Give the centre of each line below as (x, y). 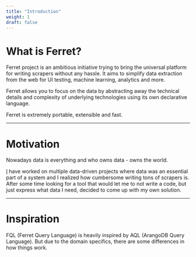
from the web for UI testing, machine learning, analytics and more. (85, 80)
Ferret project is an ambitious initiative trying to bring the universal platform (97, 67)
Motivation (33, 144)
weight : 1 (18, 17)
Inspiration (33, 219)
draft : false (22, 22)
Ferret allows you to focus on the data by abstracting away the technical (93, 91)
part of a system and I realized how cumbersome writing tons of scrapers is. (98, 178)
